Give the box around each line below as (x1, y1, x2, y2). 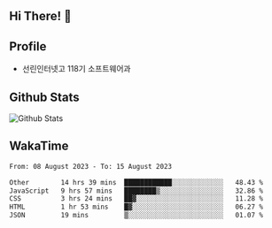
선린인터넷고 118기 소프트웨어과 (21, 64, 131, 74)
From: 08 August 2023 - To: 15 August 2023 (9, 162, 173, 171)
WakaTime (9, 139, 69, 154)
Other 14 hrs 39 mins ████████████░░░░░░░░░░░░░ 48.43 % (9, 178, 264, 186)
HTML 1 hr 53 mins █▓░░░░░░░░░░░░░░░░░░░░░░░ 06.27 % (9, 202, 264, 212)
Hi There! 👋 (9, 9, 73, 24)
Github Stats (9, 89, 80, 104)
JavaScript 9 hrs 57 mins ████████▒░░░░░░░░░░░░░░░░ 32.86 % (9, 186, 264, 195)
